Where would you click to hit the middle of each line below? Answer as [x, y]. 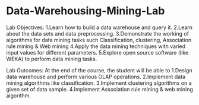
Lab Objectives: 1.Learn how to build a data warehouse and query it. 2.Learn [99, 27]
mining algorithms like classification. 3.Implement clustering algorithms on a [99, 83]
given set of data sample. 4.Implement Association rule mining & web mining [99, 89]
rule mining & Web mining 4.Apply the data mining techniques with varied [96, 46]
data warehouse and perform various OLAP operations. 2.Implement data [96, 77]
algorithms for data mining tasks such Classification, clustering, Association [99, 40]
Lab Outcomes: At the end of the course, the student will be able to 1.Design [99, 70]
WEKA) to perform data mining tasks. [52, 59]
